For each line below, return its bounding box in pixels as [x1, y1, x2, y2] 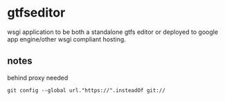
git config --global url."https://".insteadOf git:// [7, 86, 166, 94]
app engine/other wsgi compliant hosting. [7, 35, 126, 43]
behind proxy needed [7, 73, 69, 82]
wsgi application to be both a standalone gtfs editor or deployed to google [7, 28, 219, 36]
